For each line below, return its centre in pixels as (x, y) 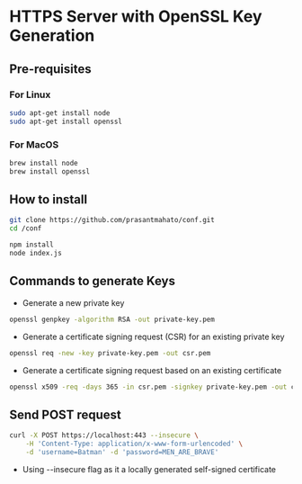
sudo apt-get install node (60, 113)
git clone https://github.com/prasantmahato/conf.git (112, 220)
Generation (52, 36)
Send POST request (65, 414)
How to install (49, 200)
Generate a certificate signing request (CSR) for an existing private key (153, 336)
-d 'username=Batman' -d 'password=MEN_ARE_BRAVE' (122, 452)
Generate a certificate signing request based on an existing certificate (152, 370)
